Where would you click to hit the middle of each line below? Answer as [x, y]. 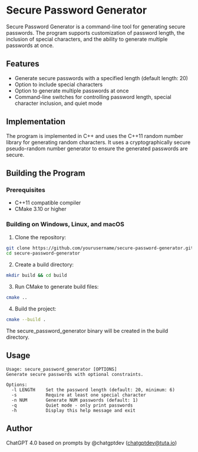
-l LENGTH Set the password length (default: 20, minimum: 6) [93, 390]
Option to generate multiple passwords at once [72, 90]
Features [23, 64]
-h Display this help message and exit [73, 410]
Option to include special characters [59, 84]
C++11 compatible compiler [48, 203]
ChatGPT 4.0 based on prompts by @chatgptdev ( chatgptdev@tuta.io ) [92, 443]
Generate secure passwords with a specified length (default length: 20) [101, 78]
